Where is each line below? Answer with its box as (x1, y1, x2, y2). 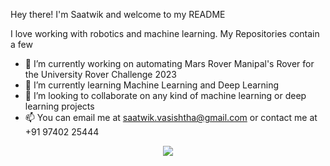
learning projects (24, 100, 95, 112)
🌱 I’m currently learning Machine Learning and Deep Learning (24, 79, 280, 91)
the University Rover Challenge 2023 (24, 69, 178, 80)
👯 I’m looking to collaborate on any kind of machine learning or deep (24, 90, 307, 101)
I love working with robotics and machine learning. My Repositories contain (10, 28, 320, 39)
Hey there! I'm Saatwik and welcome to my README (10, 9, 226, 20)
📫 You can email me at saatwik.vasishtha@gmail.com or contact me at (24, 112, 318, 123)
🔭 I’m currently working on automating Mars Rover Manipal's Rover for (24, 58, 315, 69)
